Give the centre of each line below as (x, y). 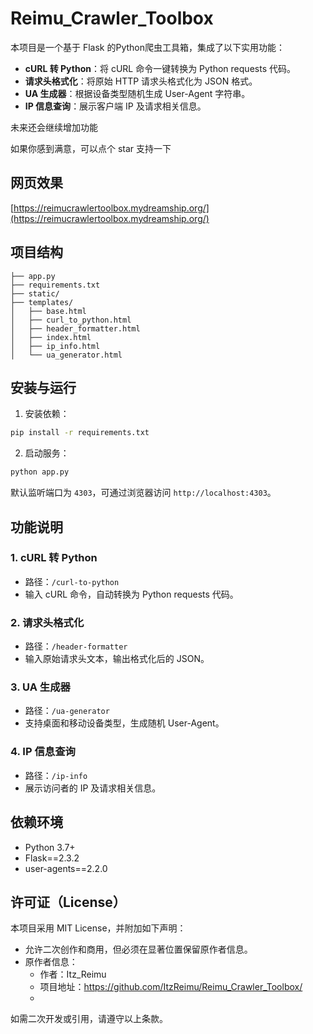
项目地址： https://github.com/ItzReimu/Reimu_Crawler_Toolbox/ (171, 987)
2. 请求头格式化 (47, 622)
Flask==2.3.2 (52, 858)
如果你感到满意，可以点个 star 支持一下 (91, 148)
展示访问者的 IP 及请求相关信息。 (93, 788)
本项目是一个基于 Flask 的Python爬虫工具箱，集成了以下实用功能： (148, 47)
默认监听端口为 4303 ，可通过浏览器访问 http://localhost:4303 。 (143, 493)
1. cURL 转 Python (54, 558)
